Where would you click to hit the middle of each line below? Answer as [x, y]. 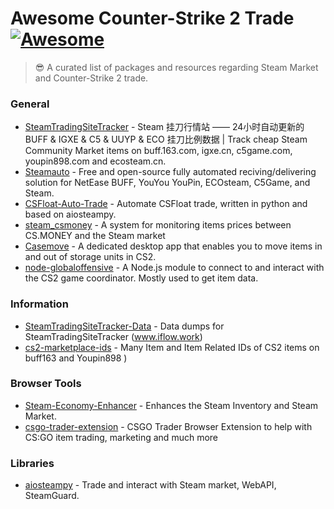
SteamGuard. [52, 496]
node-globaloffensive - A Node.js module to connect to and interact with [174, 268]
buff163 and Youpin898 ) [76, 358]
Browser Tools [46, 384]
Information [39, 304]
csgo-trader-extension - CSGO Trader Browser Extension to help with [168, 426]
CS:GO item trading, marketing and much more [121, 437]
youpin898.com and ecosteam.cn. [95, 161]
